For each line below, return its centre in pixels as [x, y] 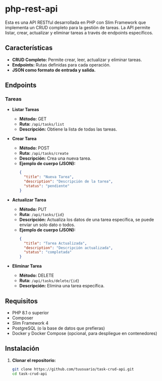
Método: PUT [33, 209]
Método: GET [33, 119]
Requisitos [21, 301]
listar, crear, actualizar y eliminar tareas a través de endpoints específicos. [79, 33]
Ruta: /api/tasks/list [42, 124]
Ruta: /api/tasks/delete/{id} [49, 281]
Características [29, 48]
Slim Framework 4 [30, 323]
